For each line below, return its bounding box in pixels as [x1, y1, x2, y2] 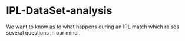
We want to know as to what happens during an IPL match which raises [6, 23, 180, 30]
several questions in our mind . [6, 29, 81, 36]
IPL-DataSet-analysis [6, 4, 113, 17]
